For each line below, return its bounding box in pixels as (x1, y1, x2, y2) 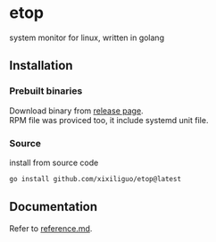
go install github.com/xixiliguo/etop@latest (9, 174, 181, 183)
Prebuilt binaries (9, 85, 83, 97)
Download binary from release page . (9, 105, 145, 116)
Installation (9, 58, 73, 73)
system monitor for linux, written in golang (9, 32, 165, 43)
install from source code (9, 157, 99, 168)
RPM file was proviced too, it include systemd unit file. (9, 114, 209, 125)
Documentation (9, 199, 98, 214)
